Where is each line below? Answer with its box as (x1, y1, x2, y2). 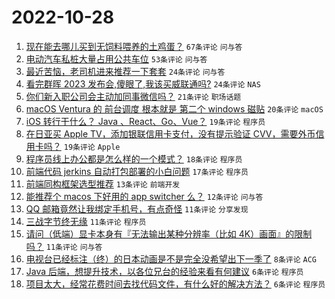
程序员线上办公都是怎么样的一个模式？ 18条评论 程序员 (25, 152, 243, 165)
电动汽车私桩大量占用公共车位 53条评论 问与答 (25, 52, 208, 65)
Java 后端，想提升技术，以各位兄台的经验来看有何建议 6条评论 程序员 (25, 265, 304, 277)
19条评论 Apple (63, 142, 121, 152)
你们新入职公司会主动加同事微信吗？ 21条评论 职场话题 (25, 90, 242, 102)
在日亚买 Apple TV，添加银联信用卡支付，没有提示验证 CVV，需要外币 (25, 127, 316, 140)
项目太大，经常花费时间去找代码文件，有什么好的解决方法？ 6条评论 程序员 (25, 277, 326, 290)
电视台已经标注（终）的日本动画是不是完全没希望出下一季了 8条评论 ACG (25, 252, 317, 265)
